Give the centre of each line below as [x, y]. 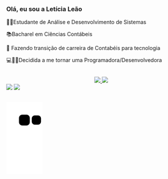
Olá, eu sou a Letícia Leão [44, 9]
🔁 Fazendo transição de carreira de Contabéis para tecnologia [83, 48]
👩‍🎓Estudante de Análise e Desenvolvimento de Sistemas [76, 22]
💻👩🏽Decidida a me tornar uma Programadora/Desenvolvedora [84, 60]
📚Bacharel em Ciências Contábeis [49, 34]
